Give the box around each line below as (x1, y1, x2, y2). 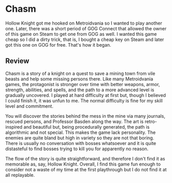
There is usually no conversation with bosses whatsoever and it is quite (5, 140, 157, 146)
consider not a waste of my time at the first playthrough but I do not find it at (5, 166, 167, 172)
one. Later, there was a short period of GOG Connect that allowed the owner (5, 25, 167, 31)
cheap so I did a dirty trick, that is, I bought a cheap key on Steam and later (5, 36, 164, 43)
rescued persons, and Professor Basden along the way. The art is (5, 118, 144, 125)
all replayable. (5, 172, 35, 178)
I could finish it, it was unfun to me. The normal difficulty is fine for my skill (5, 97, 163, 104)
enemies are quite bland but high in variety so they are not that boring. (5, 134, 155, 141)
